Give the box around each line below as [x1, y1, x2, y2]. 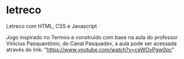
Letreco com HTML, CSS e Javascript [6, 23, 97, 30]
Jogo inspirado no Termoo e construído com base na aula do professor [6, 34, 178, 40]
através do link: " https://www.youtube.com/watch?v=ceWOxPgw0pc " [6, 46, 175, 53]
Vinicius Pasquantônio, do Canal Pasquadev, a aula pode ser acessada [6, 40, 177, 47]
